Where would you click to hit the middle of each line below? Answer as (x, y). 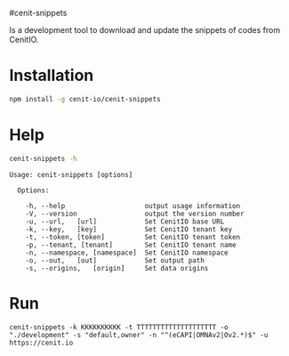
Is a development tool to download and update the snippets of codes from (145, 30)
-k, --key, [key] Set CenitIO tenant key (129, 229)
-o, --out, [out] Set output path (115, 260)
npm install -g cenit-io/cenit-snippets (85, 99)
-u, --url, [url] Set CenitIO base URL (125, 222)
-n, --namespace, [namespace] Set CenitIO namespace (127, 253)
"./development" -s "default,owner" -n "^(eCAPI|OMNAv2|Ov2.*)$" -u (139, 335)
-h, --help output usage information (133, 206)
